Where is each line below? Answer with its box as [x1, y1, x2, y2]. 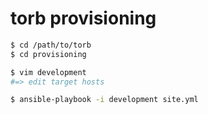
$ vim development [10, 67, 87, 77]
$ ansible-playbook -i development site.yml [10, 95, 199, 105]
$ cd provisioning [10, 49, 87, 59]
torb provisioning [10, 7, 157, 30]
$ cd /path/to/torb [10, 40, 92, 50]
